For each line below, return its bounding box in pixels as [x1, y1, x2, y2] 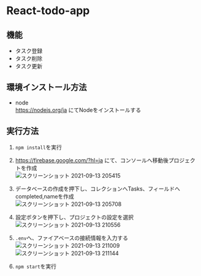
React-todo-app [6, 4, 90, 18]
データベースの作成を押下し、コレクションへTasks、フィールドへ [15, 185, 181, 192]
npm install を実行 [15, 143, 63, 151]
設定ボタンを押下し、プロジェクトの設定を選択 [15, 213, 134, 221]
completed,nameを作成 [15, 192, 75, 200]
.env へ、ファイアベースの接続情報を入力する [15, 234, 129, 242]
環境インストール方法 [6, 82, 87, 93]
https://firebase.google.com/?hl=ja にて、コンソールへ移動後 [15, 156, 169, 164]
